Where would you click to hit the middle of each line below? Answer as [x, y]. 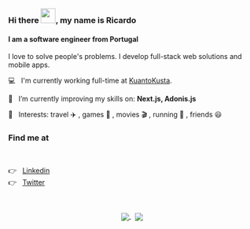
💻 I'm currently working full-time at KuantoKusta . [90, 81]
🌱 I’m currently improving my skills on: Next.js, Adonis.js [102, 99]
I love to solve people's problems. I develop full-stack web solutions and [125, 57]
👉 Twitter [27, 183]
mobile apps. [29, 65]
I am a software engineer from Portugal [74, 39]
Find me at [29, 138]
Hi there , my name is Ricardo [72, 20]
